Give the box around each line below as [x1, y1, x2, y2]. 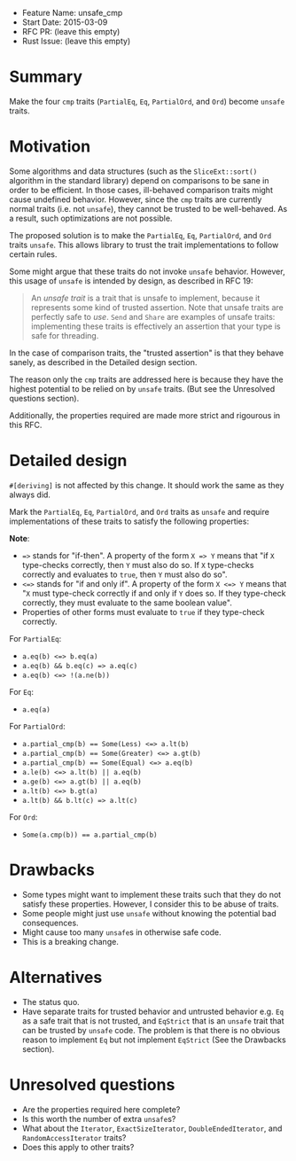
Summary [9, 66, 82, 87]
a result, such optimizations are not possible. [9, 213, 173, 223]
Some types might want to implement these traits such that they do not [21, 889, 282, 900]
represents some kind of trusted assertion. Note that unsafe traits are [30, 301, 284, 313]
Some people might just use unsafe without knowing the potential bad [21, 908, 277, 918]
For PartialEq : [9, 633, 62, 643]
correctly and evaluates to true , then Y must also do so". [21, 569, 228, 580]
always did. [9, 489, 51, 500]
